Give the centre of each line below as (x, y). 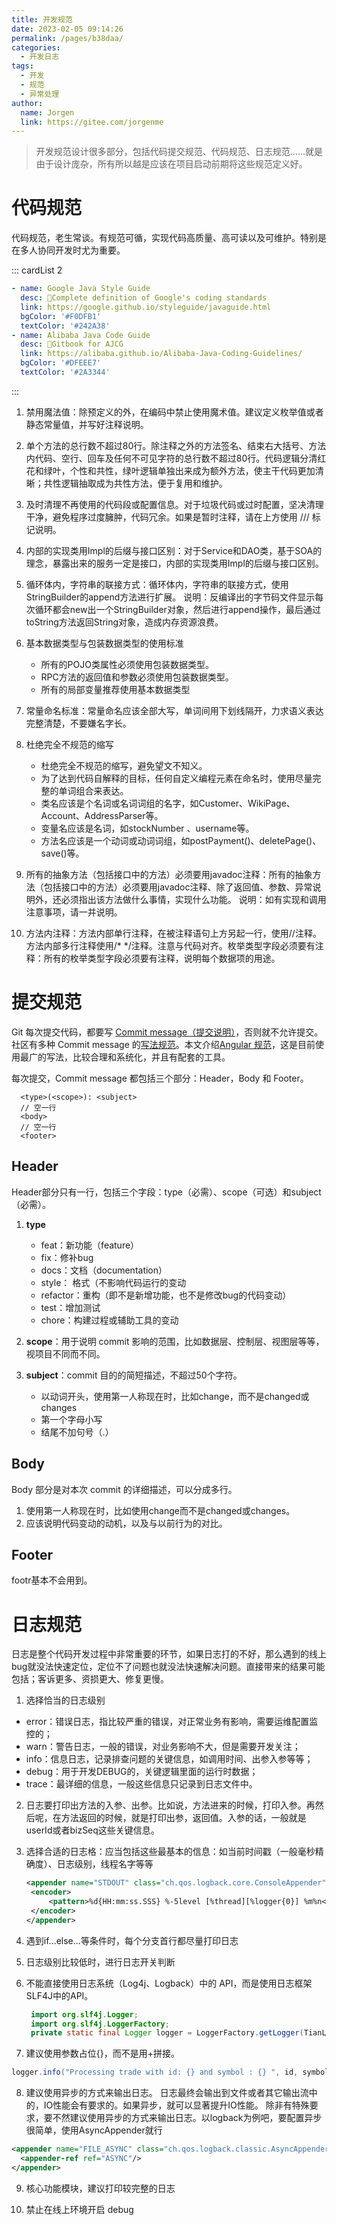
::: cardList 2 (37, 270)
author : (27, 103)
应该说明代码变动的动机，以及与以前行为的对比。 (126, 1523)
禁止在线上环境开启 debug (79, 2209)
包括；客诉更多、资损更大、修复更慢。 (90, 1679)
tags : (22, 66)
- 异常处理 (40, 94)
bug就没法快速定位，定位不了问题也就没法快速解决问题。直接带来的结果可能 (168, 1667)
